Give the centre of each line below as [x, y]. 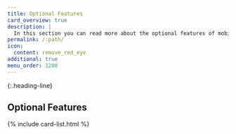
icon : [15, 46]
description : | [29, 27]
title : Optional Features [45, 14]
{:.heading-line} [30, 85]
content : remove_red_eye [50, 53]
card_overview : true [38, 20]
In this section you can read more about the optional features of [114, 33]
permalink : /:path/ [36, 40]
